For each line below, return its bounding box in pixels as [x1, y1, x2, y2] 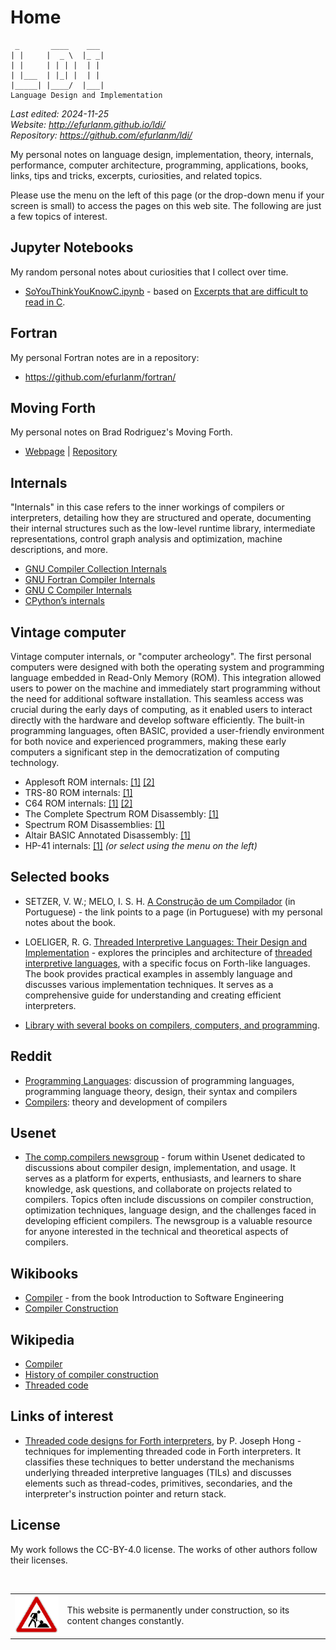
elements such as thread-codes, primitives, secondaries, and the [24, 1477, 293, 1489]
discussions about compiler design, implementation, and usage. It [24, 1162, 296, 1174]
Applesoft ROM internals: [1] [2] [24, 776, 155, 788]
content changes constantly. [66, 1615, 185, 1627]
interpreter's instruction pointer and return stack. [24, 1487, 227, 1500]
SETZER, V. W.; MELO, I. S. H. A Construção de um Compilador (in [24, 895, 296, 907]
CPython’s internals [24, 595, 105, 607]
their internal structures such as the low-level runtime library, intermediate [10, 522, 316, 535]
